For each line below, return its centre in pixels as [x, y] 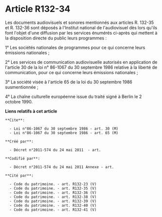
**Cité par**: [19, 176]
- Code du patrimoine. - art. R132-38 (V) [53, 197]
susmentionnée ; [22, 87]
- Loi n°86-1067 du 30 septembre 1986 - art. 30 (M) [64, 128]
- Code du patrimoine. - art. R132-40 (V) [53, 205]
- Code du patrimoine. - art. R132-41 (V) [53, 210]
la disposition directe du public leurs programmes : [56, 38]
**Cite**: [15, 120]
